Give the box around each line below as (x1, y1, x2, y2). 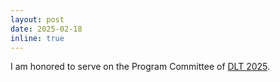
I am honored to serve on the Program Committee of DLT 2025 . (10, 61, 271, 73)
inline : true (10, 33, 65, 43)
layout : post (10, 14, 65, 25)
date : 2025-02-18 (10, 24, 83, 34)
